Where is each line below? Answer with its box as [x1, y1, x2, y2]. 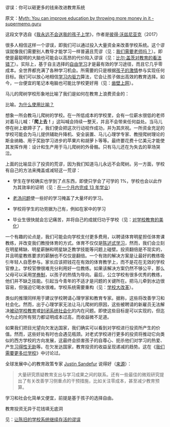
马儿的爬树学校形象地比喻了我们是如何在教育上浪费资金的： [5, 91, 130, 97]
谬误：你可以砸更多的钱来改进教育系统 [5, 5, 85, 10]
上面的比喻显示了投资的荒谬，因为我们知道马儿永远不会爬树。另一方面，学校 [5, 161, 165, 167]
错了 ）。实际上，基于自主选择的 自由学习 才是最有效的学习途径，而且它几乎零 [5, 61, 163, 67]
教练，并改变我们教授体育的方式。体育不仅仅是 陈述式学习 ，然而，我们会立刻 [5, 240, 165, 246]
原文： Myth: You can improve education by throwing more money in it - [5, 15, 154, 21]
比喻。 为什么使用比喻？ [5, 102, 54, 107]
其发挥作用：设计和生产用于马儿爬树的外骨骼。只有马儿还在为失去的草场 [5, 144, 156, 150]
